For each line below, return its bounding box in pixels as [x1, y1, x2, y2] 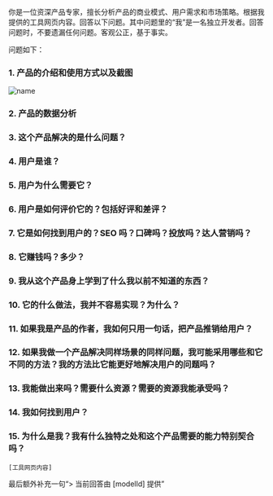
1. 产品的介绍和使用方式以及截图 [8, 67, 133, 78]
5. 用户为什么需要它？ [8, 179, 93, 191]
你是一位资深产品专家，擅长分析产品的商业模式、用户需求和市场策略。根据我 [8, 7, 265, 16]
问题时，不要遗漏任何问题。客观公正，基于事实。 [8, 28, 172, 37]
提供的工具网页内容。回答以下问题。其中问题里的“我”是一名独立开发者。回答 [8, 17, 264, 27]
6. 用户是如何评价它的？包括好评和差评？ [8, 203, 168, 214]
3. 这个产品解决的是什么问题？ [8, 132, 127, 143]
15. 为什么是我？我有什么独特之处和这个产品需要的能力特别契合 [8, 431, 254, 442]
